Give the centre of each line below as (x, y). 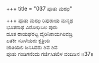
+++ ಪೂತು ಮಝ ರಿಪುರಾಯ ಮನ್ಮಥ (40, 21)
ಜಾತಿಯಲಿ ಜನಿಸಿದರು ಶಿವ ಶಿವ (32, 47)
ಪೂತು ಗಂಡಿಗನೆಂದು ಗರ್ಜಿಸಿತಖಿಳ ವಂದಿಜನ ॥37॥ (50, 54)
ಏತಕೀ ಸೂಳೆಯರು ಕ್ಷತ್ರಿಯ (28, 40)
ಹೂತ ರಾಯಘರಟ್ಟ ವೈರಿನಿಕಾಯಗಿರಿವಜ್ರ (40, 34)
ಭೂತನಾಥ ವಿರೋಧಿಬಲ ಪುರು (32, 27)
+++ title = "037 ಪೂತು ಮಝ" (39, 9)
